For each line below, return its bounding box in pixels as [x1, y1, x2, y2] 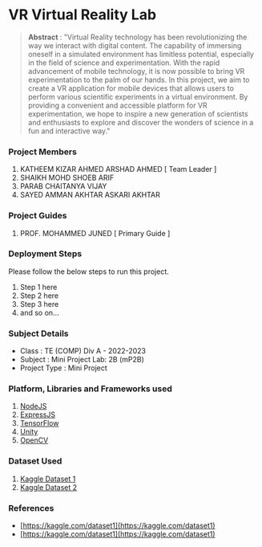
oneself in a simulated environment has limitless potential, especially [27, 49, 255, 59]
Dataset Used [8, 455, 62, 467]
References [8, 502, 54, 513]
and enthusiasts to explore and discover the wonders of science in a [27, 117, 254, 127]
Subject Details [8, 328, 70, 339]
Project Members [8, 146, 78, 157]
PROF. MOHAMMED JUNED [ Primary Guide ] [19, 228, 171, 238]
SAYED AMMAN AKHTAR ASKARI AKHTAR [19, 190, 160, 200]
